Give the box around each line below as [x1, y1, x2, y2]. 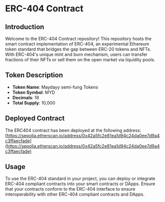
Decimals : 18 [12, 94, 40, 100]
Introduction [5, 23, 45, 31]
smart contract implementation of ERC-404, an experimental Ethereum [5, 41, 150, 47]
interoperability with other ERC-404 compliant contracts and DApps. [5, 191, 145, 198]
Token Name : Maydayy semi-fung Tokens [12, 84, 98, 90]
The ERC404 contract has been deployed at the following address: [5, 127, 141, 133]
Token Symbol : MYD [12, 89, 55, 95]
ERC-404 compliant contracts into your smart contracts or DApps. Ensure [5, 181, 156, 187]
